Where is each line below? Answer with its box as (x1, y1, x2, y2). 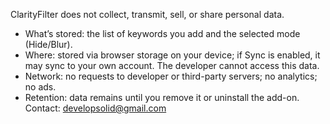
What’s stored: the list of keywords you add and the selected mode (24, 28, 301, 39)
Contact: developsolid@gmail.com (24, 102, 167, 114)
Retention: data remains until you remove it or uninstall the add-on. (24, 92, 300, 103)
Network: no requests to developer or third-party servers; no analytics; (24, 70, 318, 82)
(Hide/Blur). (24, 39, 73, 50)
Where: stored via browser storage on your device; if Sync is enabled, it (24, 49, 321, 61)
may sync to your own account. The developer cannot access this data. (24, 60, 320, 71)
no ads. (24, 81, 57, 93)
